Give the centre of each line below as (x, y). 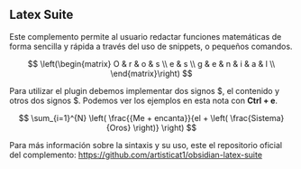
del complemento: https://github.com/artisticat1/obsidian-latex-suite (136, 155)
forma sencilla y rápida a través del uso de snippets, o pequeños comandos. (151, 46)
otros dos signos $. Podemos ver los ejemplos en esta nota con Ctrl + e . (143, 100)
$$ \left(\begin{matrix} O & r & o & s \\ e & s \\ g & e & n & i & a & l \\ (151, 63)
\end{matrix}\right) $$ (151, 73)
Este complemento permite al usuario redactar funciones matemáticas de (146, 36)
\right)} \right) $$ (164, 127)
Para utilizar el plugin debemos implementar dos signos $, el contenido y (145, 90)
